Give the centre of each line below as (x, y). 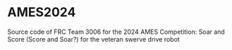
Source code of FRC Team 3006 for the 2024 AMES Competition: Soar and (116, 32)
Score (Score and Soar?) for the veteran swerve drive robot (93, 39)
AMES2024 (42, 12)
